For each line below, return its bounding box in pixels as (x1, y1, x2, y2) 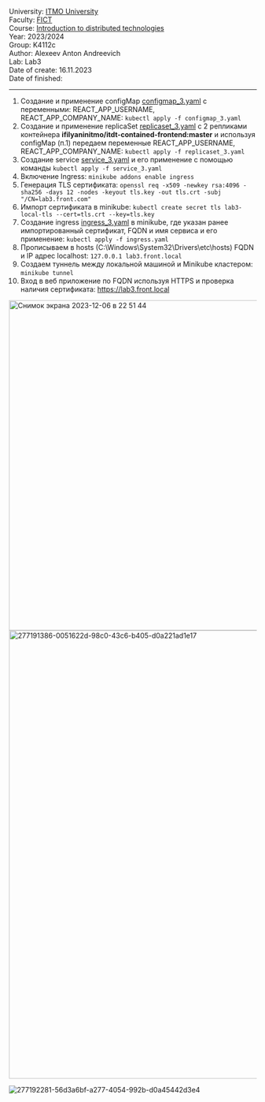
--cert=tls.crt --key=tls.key (55, 210, 155, 218)
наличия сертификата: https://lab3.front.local (20, 285, 170, 294)
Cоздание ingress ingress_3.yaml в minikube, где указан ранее (20, 218, 229, 227)
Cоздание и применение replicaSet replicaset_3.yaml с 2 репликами (20, 121, 248, 131)
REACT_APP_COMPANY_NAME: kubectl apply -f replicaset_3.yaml (20, 147, 245, 156)
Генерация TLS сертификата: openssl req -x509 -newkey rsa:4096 (20, 181, 240, 189)
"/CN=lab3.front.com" (20, 195, 91, 203)
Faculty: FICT (9, 15, 53, 24)
